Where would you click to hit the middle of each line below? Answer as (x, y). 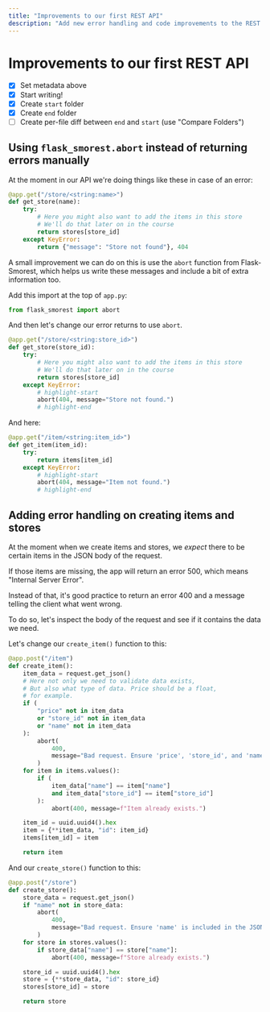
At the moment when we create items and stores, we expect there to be (127, 547)
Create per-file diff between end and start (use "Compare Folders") (132, 122)
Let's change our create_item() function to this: (88, 644)
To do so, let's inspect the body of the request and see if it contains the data (135, 620)
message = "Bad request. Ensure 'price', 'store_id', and (147, 756)
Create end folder (48, 113)
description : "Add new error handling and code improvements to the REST (135, 23)
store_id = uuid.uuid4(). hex (72, 972)
